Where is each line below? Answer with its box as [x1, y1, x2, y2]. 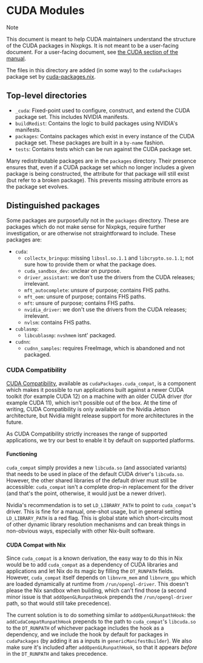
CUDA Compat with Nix [6, 541, 66, 548]
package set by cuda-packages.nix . [6, 73, 96, 80]
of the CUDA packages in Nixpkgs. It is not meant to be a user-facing [6, 42, 179, 49]
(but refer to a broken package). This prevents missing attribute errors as [6, 177, 189, 184]
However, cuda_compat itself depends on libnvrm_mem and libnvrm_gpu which [6, 574, 196, 581]
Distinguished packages [6, 201, 100, 211]
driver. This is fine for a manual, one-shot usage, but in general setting [6, 508, 182, 516]
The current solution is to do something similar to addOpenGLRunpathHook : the [6, 611, 196, 619]
